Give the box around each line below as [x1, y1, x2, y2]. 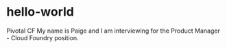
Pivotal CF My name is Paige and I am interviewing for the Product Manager [6, 27, 220, 35]
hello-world [6, 4, 75, 20]
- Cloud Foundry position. [6, 33, 80, 42]
